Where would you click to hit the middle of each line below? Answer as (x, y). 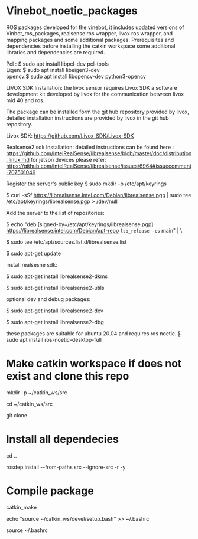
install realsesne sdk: (32, 264)
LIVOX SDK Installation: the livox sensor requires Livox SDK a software (92, 87)
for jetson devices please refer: (69, 159)
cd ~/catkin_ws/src (30, 404)
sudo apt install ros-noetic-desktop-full (54, 339)
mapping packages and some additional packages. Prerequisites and (90, 40)
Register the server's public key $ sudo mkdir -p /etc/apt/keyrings (87, 184)
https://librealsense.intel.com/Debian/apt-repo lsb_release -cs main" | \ (94, 230)
